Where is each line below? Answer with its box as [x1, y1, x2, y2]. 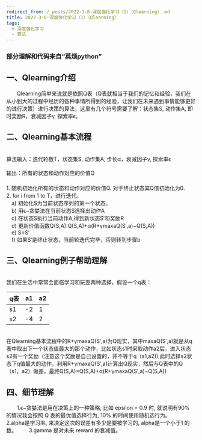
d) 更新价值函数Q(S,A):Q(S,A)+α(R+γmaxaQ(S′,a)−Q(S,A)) [11, 222, 155, 229]
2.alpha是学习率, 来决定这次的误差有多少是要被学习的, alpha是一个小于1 [6, 420, 183, 427]
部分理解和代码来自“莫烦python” [6, 52, 102, 61]
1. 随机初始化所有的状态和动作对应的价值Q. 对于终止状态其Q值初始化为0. [6, 184, 185, 192]
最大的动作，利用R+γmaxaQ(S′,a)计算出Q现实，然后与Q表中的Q [25, 360, 183, 368]
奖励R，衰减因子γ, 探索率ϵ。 [11, 112, 81, 119]
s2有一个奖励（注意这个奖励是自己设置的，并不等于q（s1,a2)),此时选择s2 [6, 353, 188, 360]
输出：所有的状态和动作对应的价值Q [6, 169, 95, 177]
